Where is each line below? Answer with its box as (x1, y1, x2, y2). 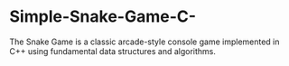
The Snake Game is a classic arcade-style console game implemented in (9, 36, 280, 47)
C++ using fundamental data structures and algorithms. (9, 45, 217, 56)
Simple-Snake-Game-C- (9, 6, 197, 27)
